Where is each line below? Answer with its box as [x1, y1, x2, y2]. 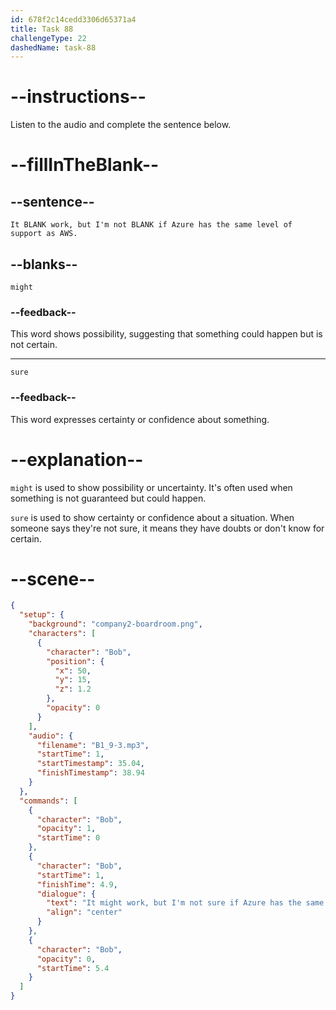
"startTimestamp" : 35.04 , [36, 759, 145, 769]
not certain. [10, 339, 58, 351]
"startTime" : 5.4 [36, 963, 110, 973]
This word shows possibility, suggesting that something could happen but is [10, 328, 323, 340]
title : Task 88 [10, 24, 74, 34]
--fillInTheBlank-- [10, 154, 160, 176]
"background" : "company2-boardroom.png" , [28, 619, 203, 630]
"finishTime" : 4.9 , [36, 879, 118, 890]
